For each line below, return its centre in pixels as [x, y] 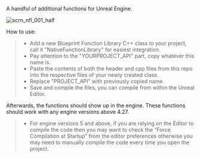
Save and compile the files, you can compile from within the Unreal [112, 88]
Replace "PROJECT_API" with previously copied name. [97, 81]
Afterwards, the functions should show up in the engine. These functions [96, 106]
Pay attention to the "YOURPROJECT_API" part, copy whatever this [112, 56]
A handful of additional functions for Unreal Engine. [69, 9]
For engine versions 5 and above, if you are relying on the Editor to [112, 123]
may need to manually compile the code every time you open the [110, 142]
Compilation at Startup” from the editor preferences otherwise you [111, 136]
